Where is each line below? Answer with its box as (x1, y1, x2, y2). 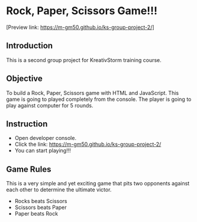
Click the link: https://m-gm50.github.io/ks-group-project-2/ (14, 141, 162, 148)
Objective (6, 74, 43, 84)
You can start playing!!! (14, 147, 71, 154)
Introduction (6, 41, 53, 51)
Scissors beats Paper (14, 204, 67, 211)
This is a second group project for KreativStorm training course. (6, 56, 162, 63)
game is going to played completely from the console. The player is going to (6, 96, 192, 103)
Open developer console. (14, 135, 77, 142)
